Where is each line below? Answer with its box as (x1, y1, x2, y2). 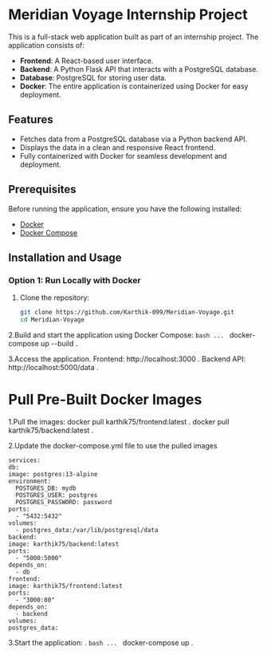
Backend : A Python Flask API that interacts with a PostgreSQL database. (19, 64, 259, 73)
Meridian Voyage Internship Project (8, 6, 249, 24)
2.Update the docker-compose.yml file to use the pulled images (8, 440, 218, 450)
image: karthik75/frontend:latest (8, 582, 124, 590)
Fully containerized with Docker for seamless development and (19, 151, 227, 160)
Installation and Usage (8, 251, 122, 264)
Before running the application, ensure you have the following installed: (8, 203, 242, 213)
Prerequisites (8, 183, 77, 196)
